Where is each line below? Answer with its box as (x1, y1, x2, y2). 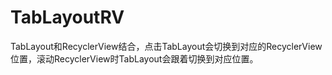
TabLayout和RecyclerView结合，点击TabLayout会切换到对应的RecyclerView (10, 40, 323, 52)
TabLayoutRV (10, 6, 125, 29)
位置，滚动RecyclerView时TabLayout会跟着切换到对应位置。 (10, 52, 259, 65)
